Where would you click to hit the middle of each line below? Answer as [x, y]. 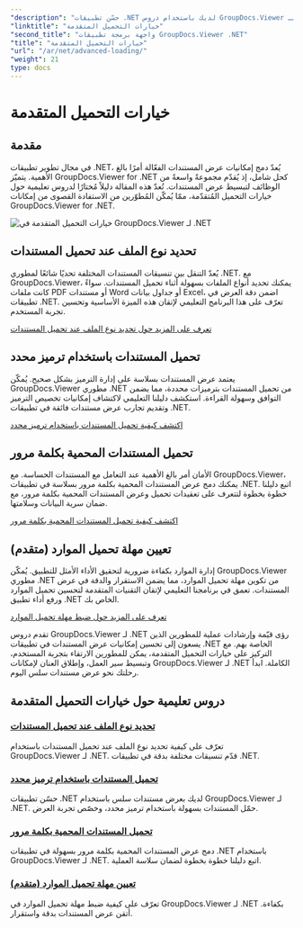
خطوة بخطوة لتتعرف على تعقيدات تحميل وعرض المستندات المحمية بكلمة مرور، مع [149, 494]
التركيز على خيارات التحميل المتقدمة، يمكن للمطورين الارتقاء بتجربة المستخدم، [141, 653]
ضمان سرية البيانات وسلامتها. [59, 503]
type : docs [31, 68]
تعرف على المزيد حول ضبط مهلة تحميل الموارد [89, 617]
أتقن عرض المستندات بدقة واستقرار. [71, 913]
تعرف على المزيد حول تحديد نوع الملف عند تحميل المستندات [111, 329]
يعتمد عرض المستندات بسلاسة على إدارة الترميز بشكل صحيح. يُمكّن [123, 378]
